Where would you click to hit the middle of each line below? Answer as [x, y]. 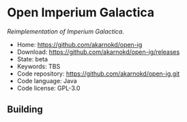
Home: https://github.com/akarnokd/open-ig [80, 44]
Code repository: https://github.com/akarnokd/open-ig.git [98, 74]
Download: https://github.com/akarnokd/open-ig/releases [98, 52]
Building [25, 109]
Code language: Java [47, 80]
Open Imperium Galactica [81, 13]
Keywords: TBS [39, 66]
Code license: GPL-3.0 [48, 88]
